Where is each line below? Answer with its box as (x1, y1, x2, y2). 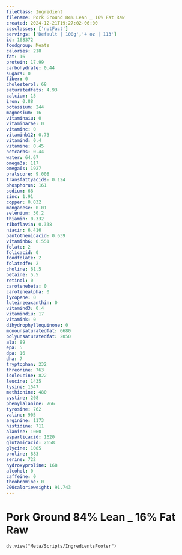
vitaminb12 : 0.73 (6, 132, 50, 138)
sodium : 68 (6, 188, 34, 194)
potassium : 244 (6, 104, 44, 110)
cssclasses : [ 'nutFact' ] (6, 25, 68, 32)
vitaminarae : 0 (6, 121, 44, 127)
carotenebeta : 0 (6, 283, 47, 289)
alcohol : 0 (6, 468, 34, 474)
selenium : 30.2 (6, 210, 44, 217)
